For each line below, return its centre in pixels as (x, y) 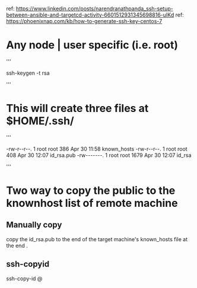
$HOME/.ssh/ (40, 121)
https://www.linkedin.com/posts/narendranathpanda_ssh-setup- (94, 9)
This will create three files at (77, 108)
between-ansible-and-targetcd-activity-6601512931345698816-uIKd (90, 15)
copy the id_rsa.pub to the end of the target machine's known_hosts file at (97, 239)
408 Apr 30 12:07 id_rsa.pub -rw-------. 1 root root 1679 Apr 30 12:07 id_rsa (99, 155)
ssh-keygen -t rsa (28, 73)
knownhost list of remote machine (92, 203)
